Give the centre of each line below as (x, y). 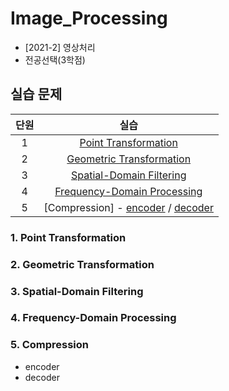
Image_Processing (89, 18)
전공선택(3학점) (55, 59)
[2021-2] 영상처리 (60, 47)
